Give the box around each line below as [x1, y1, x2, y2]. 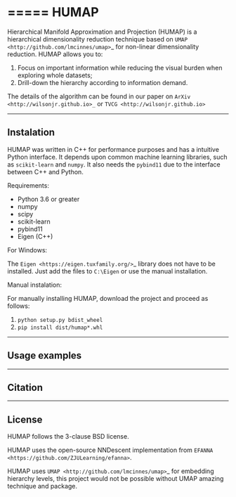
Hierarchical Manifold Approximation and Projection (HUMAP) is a [7, 27, 197, 36]
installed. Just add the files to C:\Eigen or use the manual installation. [7, 266, 208, 275]
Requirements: [7, 181, 49, 190]
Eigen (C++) [17, 232, 53, 240]
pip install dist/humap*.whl [17, 324, 103, 331]
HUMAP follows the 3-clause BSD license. [7, 432, 129, 441]
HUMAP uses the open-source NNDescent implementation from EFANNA [7, 446, 214, 454]
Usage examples [7, 349, 82, 362]
